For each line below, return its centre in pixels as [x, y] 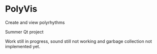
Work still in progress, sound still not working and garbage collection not [78, 41]
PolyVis [21, 9]
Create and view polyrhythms [35, 22]
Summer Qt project [24, 32]
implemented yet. [23, 46]
